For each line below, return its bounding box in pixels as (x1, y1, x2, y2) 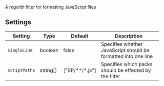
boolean (40, 47, 59, 53)
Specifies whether (101, 41, 143, 48)
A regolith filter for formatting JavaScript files (5, 4, 96, 10)
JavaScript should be (101, 47, 150, 53)
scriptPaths (7, 68, 36, 73)
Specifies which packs (101, 61, 153, 68)
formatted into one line (101, 53, 153, 60)
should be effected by (101, 67, 151, 73)
